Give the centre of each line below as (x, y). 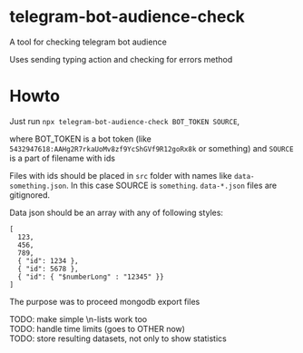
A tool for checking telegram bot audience (88, 42)
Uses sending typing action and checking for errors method (121, 59)
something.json (38, 186)
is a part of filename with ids (63, 158)
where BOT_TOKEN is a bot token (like (80, 139)
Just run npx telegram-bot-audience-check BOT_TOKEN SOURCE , (125, 121)
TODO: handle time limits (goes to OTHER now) (98, 328)
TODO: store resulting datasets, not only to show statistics (118, 338)
